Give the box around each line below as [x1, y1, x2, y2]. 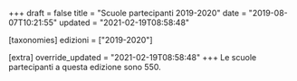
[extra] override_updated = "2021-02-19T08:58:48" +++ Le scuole [8, 52, 257, 62]
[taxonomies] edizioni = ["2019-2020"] [8, 35, 153, 45]
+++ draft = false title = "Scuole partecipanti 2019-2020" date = [8, 8, 247, 18]
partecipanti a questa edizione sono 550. [8, 62, 161, 72]
